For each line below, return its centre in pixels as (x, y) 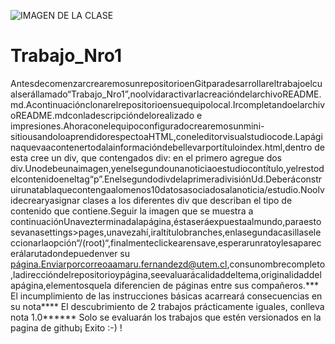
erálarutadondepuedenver (64, 253)
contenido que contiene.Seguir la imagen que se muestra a (132, 211)
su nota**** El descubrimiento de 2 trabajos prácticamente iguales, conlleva (167, 306)
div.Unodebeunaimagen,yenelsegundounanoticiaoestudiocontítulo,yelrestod (167, 168)
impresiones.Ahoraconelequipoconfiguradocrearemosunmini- (137, 126)
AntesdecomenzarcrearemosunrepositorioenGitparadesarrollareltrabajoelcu (166, 83)
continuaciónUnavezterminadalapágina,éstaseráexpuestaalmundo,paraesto (166, 221)
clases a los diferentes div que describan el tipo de (187, 200)
